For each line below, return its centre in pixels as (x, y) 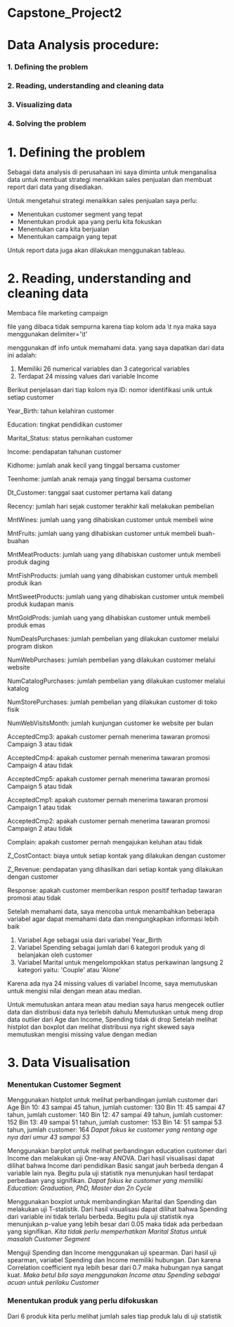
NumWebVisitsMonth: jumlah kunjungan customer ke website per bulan (110, 723)
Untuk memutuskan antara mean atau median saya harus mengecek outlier (116, 1004)
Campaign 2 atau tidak (40, 828)
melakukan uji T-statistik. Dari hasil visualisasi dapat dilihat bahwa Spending (117, 1209)
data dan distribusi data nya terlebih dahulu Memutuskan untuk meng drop (115, 1012)
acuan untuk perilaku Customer (53, 1283)
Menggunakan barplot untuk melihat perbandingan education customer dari (117, 1151)
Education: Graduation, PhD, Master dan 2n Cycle (80, 1188)
